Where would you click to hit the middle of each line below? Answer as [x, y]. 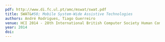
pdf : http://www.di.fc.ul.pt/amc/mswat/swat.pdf [56, 9]
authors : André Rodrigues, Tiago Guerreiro [50, 18]
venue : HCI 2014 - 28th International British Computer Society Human [79, 23]
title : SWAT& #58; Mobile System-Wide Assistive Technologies [69, 14]
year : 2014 [16, 28]
